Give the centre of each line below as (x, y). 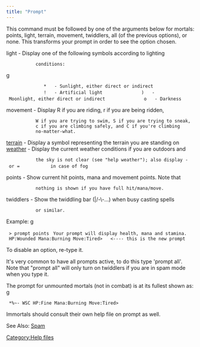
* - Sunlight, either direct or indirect (99, 86)
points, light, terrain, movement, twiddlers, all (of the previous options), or (97, 35)
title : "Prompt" (26, 12)
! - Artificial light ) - (99, 92)
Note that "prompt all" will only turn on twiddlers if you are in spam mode (96, 267)
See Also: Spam (26, 325)
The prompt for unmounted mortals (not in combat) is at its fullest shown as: (100, 285)
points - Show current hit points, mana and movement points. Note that (93, 177)
